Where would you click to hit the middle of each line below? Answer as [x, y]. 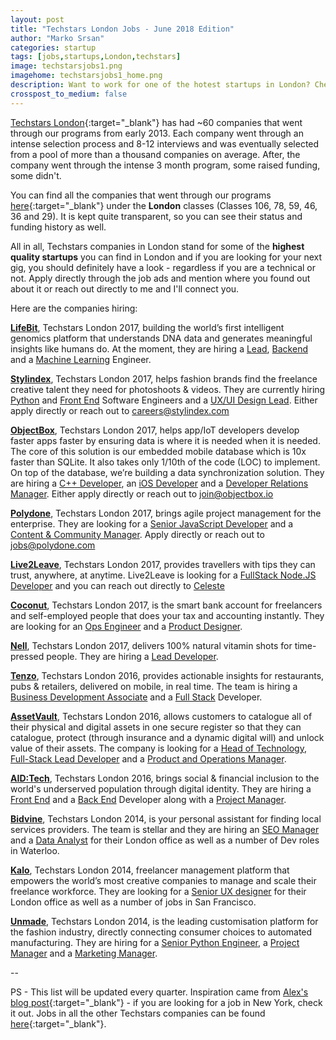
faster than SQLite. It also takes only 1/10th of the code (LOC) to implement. [165, 462]
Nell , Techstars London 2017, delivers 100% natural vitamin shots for [151, 645]
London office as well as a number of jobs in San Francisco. [133, 902]
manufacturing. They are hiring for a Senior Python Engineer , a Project [155, 942]
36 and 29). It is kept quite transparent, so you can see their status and [156, 216]
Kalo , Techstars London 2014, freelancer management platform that [150, 870]
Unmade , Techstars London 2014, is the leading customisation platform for [164, 921]
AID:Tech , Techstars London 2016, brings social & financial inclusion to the [165, 778]
